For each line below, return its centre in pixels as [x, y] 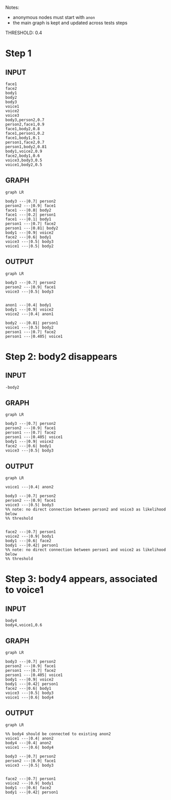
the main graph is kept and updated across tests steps [70, 23]
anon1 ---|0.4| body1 [28, 305]
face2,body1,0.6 [23, 156]
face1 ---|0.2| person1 [31, 215]
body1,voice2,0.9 [24, 151]
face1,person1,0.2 [25, 133]
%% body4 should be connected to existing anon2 [58, 734]
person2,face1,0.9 [25, 125]
